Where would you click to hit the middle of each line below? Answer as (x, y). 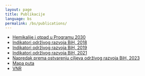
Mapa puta (23, 63)
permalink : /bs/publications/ (36, 23)
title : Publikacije (25, 14)
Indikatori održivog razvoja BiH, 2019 (50, 48)
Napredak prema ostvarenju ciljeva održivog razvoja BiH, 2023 (76, 58)
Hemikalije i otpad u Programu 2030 (49, 37)
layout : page (18, 10)
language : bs (18, 19)
